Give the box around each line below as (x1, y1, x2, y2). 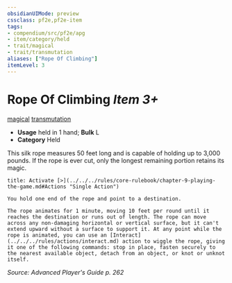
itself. (7, 256, 30, 263)
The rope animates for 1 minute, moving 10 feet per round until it (7, 207, 210, 214)
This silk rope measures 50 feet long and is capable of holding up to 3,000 (7, 148, 221, 157)
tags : (7, 23, 23, 30)
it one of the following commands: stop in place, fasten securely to (7, 243, 216, 250)
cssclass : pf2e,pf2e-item (7, 17, 82, 24)
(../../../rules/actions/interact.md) (7, 237, 119, 245)
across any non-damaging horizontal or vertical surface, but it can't (7, 219, 219, 226)
